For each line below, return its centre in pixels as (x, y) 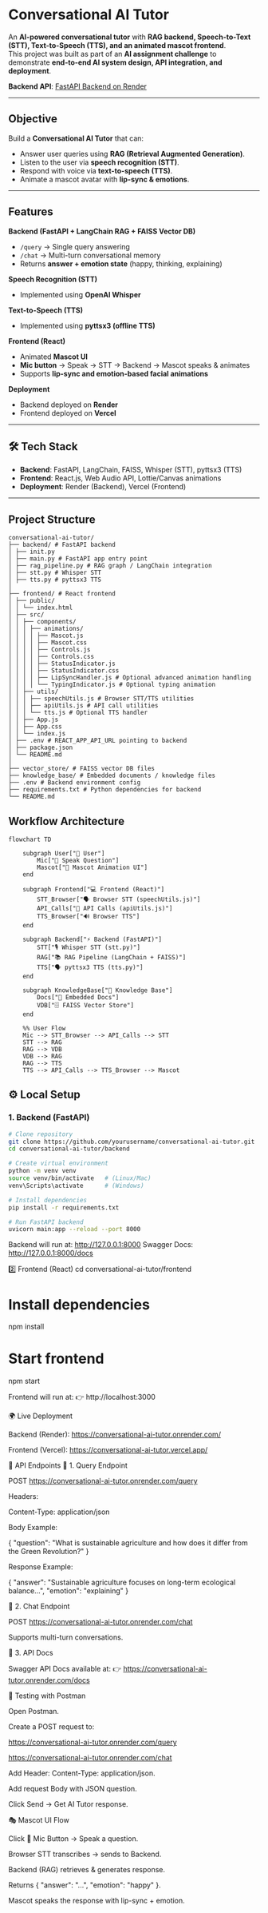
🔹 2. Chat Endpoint (39, 1606)
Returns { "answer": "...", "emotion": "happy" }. (85, 1885)
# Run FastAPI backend (46, 1222)
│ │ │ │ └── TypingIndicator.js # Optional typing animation (112, 685)
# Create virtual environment (59, 1164)
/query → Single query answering (75, 246)
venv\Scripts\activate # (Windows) (77, 1186)
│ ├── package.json (41, 748)
